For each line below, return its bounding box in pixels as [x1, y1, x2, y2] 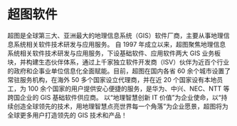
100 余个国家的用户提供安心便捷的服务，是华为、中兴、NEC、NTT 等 [27, 84, 230, 93]
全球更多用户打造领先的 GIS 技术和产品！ [7, 110, 128, 119]
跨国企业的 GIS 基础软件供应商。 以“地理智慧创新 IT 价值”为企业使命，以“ [7, 93, 222, 101]
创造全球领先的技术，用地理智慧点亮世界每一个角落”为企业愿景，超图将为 [13, 102, 229, 110]
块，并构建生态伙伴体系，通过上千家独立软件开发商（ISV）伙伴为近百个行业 [7, 57, 230, 66]
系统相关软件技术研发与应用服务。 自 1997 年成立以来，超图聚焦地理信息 [13, 40, 226, 48]
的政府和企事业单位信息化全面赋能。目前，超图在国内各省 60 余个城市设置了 [7, 67, 231, 75]
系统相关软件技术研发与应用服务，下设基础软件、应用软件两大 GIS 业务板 [7, 49, 221, 57]
